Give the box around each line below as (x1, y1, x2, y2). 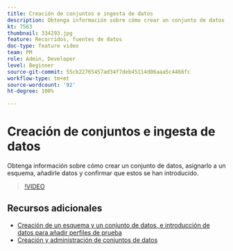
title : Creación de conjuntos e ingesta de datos (7, 10, 154, 17)
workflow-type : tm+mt (7, 74, 70, 82)
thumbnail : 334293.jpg (7, 29, 73, 37)
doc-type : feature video (7, 42, 79, 49)
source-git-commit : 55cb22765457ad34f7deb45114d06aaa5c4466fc (7, 68, 191, 75)
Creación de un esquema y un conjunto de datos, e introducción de (17, 220, 210, 229)
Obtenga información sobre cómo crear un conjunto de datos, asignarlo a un (7, 161, 226, 170)
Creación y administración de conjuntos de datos (17, 236, 158, 244)
